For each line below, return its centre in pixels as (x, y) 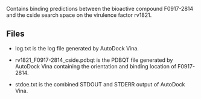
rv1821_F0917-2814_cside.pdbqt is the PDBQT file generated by (94, 60)
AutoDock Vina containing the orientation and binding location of (96, 66)
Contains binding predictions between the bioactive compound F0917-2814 (100, 9)
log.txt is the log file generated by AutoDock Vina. (77, 48)
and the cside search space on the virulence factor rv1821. (79, 15)
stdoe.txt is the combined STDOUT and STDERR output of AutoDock (100, 84)
